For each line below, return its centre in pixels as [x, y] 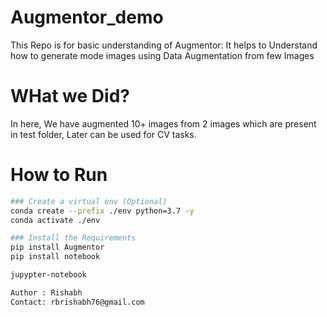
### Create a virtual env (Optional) [89, 201]
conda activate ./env [55, 220]
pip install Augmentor [57, 247]
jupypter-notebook [48, 275]
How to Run [59, 175]
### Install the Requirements [73, 238]
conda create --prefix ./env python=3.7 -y [102, 211]
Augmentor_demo [87, 17]
